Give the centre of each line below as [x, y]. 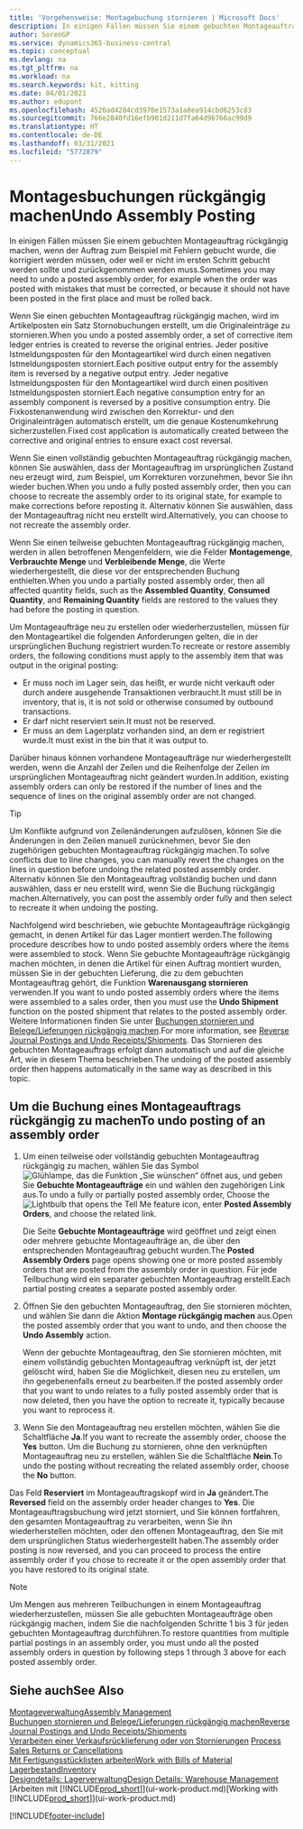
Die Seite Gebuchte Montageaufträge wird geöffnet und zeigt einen [149, 1231]
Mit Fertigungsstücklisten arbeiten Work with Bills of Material [121, 1760]
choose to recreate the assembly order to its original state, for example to [146, 496]
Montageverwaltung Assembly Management [91, 1712]
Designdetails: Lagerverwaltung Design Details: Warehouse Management [144, 1779]
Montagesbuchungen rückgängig [138, 196]
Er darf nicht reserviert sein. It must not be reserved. [119, 721]
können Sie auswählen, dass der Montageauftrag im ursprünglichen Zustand [151, 467]
